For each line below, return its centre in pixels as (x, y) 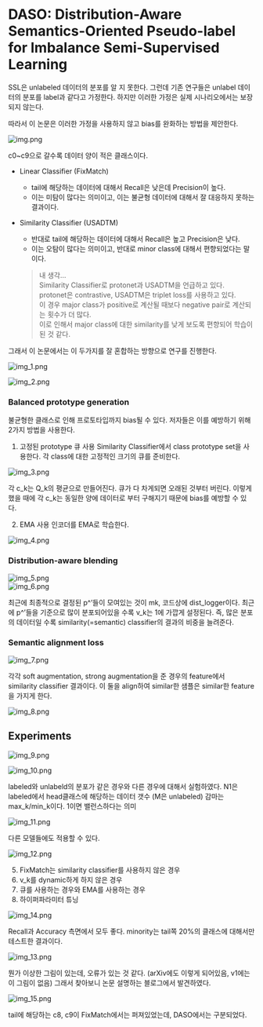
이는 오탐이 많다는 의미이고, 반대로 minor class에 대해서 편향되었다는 (136, 248)
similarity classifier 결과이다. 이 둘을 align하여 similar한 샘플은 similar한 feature (131, 685)
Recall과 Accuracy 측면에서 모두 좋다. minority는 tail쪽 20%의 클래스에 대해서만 (131, 931)
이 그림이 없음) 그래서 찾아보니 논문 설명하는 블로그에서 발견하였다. (110, 982)
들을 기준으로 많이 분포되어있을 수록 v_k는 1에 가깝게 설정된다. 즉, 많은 (132, 612)
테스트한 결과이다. (36, 941)
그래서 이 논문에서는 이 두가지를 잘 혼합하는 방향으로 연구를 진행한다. (112, 350)
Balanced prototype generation (69, 402)
